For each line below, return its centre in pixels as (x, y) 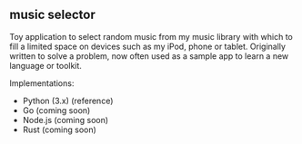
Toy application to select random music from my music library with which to (151, 36)
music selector (52, 15)
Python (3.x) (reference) (68, 101)
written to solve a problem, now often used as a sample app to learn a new (149, 56)
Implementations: (42, 83)
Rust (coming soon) (60, 130)
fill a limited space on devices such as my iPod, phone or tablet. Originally (148, 46)
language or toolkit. (45, 65)
